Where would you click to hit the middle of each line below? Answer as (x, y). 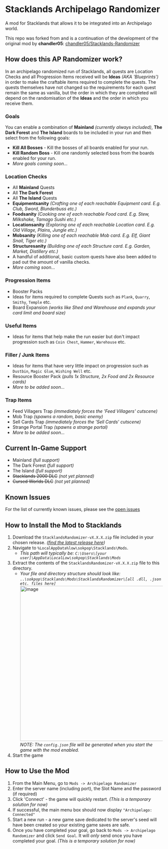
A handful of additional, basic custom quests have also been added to (84, 257)
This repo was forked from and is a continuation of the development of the (82, 38)
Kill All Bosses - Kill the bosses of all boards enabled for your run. (80, 148)
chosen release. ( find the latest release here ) (59, 542)
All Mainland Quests (33, 188)
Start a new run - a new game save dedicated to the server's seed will (84, 819)
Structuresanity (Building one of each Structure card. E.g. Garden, (81, 246)
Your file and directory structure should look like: (70, 573)
